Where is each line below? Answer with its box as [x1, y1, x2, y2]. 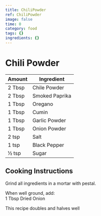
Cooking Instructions [5, 167, 73, 176]
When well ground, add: [5, 190, 55, 196]
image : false [5, 17, 33, 22]
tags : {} [5, 31, 24, 36]
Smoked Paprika [32, 92, 72, 99]
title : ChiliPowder [5, 7, 46, 13]
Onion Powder [32, 125, 67, 132]
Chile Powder [32, 84, 65, 91]
